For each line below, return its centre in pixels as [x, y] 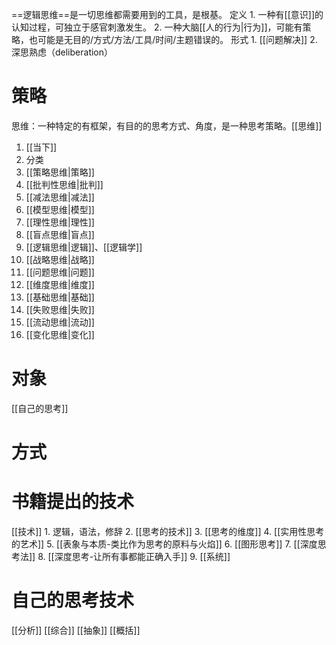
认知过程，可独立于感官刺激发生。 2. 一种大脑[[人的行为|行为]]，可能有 [157, 27]
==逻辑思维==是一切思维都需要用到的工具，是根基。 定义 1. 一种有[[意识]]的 [167, 14]
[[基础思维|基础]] [60, 297]
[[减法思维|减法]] [60, 197]
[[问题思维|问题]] [60, 272]
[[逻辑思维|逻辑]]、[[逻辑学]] [84, 247]
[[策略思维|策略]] [60, 172]
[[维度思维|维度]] [60, 284]
